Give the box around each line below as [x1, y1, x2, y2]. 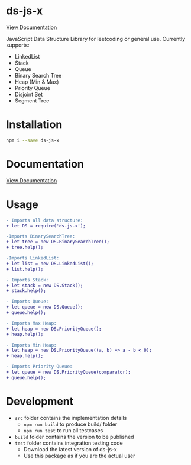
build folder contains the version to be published [14, 433, 134, 440]
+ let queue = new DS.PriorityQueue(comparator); [6, 369, 131, 375]
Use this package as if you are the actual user [23, 452, 135, 459]
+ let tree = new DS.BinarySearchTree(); [6, 239, 110, 245]
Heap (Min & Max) [14, 78, 59, 85]
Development [6, 395, 74, 408]
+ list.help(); [6, 266, 44, 272]
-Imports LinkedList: [6, 255, 60, 261]
